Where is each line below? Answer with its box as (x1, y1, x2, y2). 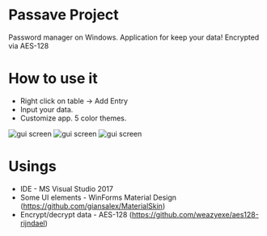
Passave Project (8, 6, 119, 24)
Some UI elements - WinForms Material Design (19, 192, 176, 202)
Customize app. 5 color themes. (19, 113, 127, 123)
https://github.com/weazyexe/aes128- (131, 209, 259, 219)
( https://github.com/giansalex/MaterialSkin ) (19, 200, 166, 211)
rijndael (19, 218, 46, 228)
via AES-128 (8, 40, 49, 50)
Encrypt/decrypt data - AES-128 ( (19, 209, 132, 219)
